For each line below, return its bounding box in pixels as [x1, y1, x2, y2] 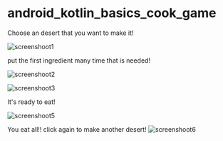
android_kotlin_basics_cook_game [7, 5, 217, 21]
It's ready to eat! [7, 98, 56, 106]
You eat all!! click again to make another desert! [7, 125, 147, 133]
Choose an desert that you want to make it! [7, 28, 134, 37]
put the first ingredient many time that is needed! [7, 56, 151, 65]
